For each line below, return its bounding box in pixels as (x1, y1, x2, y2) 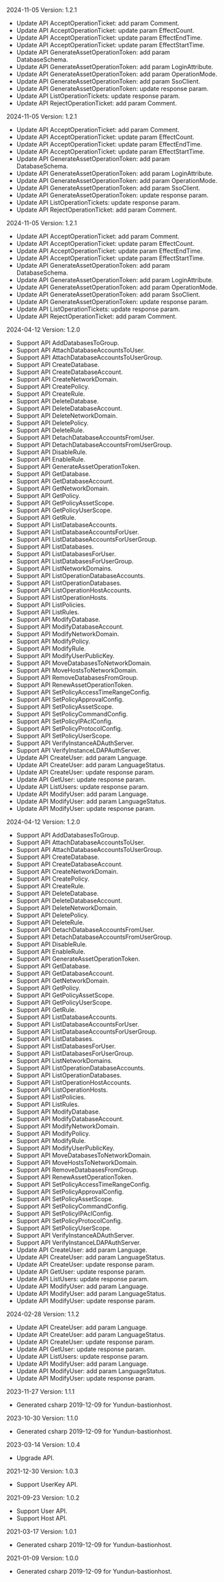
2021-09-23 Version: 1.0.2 (6, 1494, 80, 1502)
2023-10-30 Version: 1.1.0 (6, 1414, 79, 1422)
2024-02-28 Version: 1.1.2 (6, 1310, 80, 1318)
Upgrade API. (16, 1454, 55, 1461)
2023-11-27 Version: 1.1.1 (6, 1388, 75, 1396)
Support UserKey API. (16, 1481, 79, 1488)
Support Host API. (16, 1514, 68, 1522)
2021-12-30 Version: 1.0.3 (6, 1467, 79, 1475)
